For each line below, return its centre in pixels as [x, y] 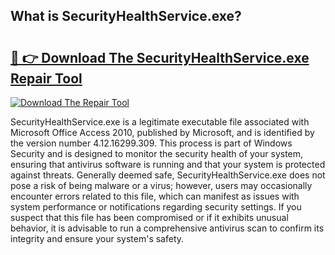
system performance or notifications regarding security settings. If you [156, 207]
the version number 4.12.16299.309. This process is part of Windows [151, 143]
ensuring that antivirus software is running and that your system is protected [168, 164]
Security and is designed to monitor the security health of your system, [157, 153]
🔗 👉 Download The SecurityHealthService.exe [160, 57]
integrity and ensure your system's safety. [97, 238]
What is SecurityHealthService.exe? [126, 16]
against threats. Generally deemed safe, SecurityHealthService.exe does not [168, 175]
